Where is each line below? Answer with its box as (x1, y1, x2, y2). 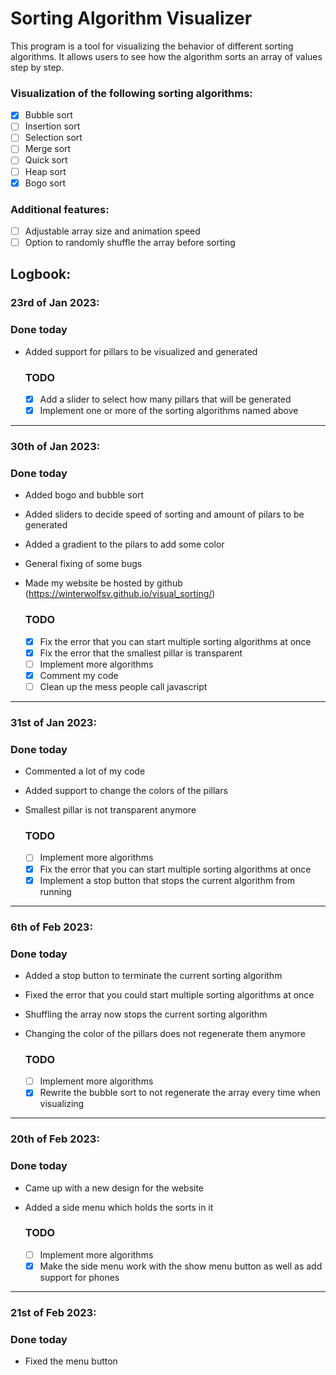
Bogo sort (24, 177, 67, 189)
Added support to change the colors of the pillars (24, 785, 228, 797)
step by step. (10, 61, 65, 73)
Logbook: (10, 266, 72, 283)
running (39, 885, 72, 897)
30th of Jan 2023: (10, 440, 101, 454)
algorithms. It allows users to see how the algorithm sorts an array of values (10, 50, 323, 62)
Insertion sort (24, 120, 81, 132)
